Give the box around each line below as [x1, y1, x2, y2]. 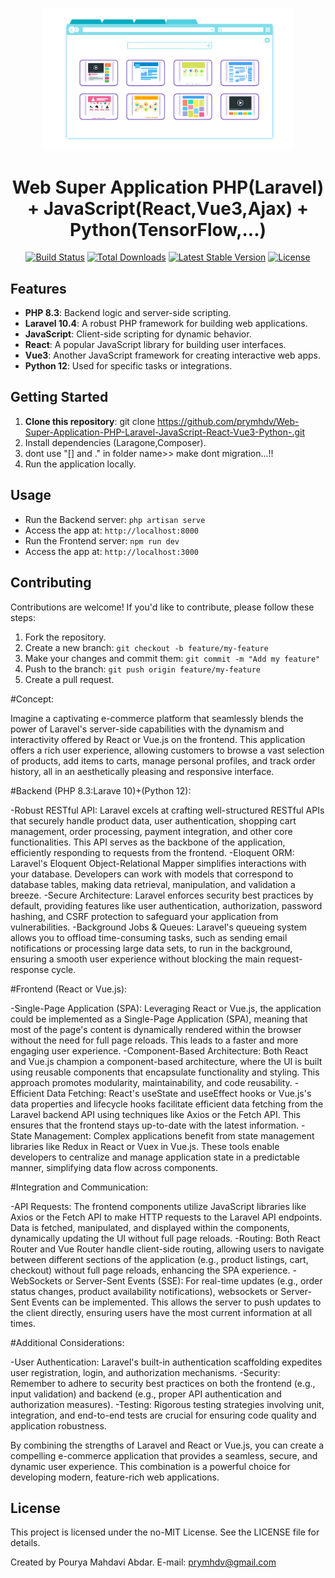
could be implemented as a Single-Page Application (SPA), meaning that [10, 1013, 308, 1025]
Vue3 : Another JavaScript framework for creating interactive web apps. [24, 349, 321, 362]
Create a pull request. [24, 673, 115, 685]
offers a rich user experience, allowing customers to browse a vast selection [10, 744, 325, 756]
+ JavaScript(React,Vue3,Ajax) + [27, 197, 309, 220]
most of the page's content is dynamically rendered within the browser [10, 1023, 302, 1035]
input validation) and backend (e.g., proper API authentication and [10, 1388, 282, 1400]
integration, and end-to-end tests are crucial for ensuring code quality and [10, 1409, 317, 1421]
